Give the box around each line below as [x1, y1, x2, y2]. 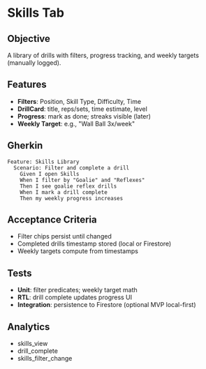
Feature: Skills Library [7, 158, 80, 165]
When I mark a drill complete [20, 188, 108, 196]
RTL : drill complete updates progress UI [17, 293, 133, 301]
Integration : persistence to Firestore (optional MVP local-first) [17, 301, 197, 309]
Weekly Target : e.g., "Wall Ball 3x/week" [17, 119, 135, 128]
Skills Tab [7, 5, 65, 21]
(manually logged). [7, 59, 61, 67]
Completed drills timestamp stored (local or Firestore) [17, 239, 172, 248]
